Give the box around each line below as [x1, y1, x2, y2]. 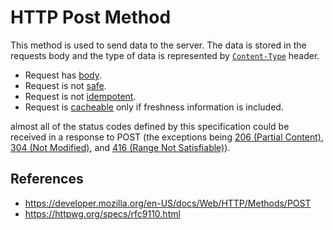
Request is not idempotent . [24, 90, 137, 102]
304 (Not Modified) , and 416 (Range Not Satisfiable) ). [10, 141, 231, 153]
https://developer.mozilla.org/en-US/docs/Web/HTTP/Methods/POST [24, 197, 312, 209]
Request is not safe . [24, 79, 107, 91]
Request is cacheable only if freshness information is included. [24, 101, 284, 113]
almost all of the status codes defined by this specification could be [10, 120, 290, 132]
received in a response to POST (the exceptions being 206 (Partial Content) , [10, 131, 324, 143]
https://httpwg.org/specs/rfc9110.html [24, 207, 181, 220]
